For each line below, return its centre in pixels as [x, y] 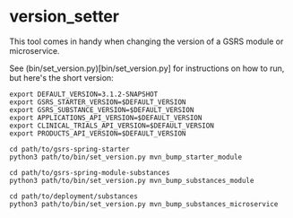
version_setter [64, 17]
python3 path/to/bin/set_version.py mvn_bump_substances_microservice [144, 204]
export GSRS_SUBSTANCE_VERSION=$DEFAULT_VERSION [102, 109]
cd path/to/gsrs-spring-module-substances [90, 172]
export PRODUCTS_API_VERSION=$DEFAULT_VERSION [98, 133]
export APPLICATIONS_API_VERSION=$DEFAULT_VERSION [106, 118]
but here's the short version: [61, 77]
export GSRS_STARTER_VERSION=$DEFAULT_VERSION [98, 102]
